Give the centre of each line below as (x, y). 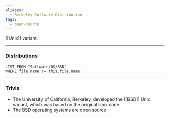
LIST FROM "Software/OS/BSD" (36, 67)
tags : (11, 19)
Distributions (22, 56)
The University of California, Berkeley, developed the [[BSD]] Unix (81, 99)
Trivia (12, 88)
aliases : (14, 10)
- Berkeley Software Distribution (46, 15)
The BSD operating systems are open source (59, 110)
